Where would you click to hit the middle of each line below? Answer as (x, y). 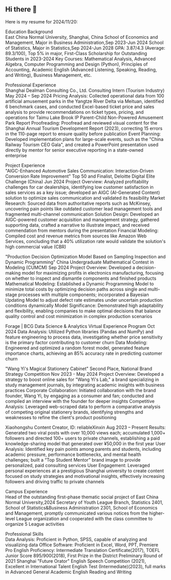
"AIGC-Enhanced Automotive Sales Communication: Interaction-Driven (79, 171)
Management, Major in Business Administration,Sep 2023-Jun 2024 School (84, 42)
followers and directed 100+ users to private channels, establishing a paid (83, 438)
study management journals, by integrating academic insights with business (85, 385)
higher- (157, 513)
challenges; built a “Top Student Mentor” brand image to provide (73, 460)
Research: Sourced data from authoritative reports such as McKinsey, (78, 203)
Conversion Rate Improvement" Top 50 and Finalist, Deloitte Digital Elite (80, 176)
